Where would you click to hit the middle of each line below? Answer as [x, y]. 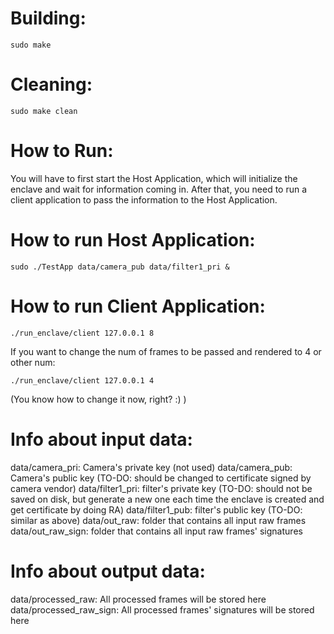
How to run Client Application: [138, 306]
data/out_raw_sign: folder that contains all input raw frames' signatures [156, 531]
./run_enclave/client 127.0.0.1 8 [82, 333]
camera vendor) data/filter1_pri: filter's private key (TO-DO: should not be [161, 488]
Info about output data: [108, 571]
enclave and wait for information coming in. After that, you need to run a [159, 189]
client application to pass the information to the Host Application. [144, 199]
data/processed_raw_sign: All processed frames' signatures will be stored [162, 609]
